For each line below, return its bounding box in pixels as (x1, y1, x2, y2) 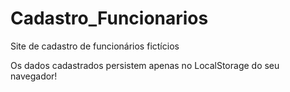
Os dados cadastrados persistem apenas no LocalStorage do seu (10, 59, 280, 71)
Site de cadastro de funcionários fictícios (10, 40, 180, 52)
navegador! (10, 70, 58, 82)
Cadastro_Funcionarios (10, 7, 209, 30)
